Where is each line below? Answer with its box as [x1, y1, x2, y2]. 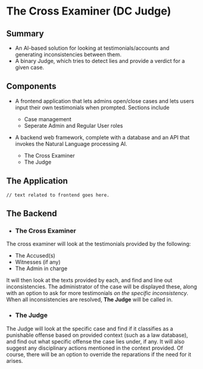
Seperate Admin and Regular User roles [24, 122, 123, 129]
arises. [6, 357, 23, 364]
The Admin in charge [15, 265, 68, 272]
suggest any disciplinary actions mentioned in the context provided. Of [6, 344, 184, 351]
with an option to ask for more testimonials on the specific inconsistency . [6, 290, 189, 297]
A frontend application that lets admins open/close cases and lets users [15, 97, 195, 104]
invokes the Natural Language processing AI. [15, 140, 127, 147]
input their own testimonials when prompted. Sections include [15, 104, 170, 111]
